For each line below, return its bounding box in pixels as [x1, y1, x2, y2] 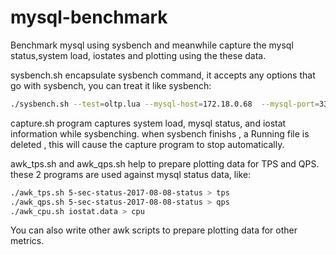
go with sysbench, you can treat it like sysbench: [10, 79, 212, 91]
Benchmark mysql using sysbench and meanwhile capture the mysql [10, 39, 294, 51]
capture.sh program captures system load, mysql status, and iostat [10, 117, 287, 129]
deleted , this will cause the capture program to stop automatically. [10, 138, 285, 150]
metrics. [10, 235, 45, 247]
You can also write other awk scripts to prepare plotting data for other [10, 224, 298, 236]
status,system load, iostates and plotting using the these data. [10, 49, 267, 61]
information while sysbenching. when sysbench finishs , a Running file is [10, 127, 310, 140]
